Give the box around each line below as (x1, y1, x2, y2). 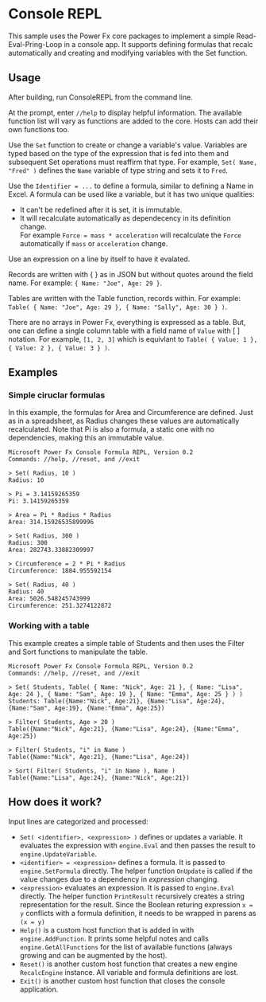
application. (19, 984, 59, 994)
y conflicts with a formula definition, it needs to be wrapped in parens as (19, 908, 256, 918)
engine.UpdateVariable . (19, 849, 98, 859)
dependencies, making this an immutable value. (8, 433, 164, 443)
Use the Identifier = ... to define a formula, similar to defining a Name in (8, 181, 254, 190)
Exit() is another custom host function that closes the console (19, 976, 226, 985)
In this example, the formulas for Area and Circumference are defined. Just (8, 408, 254, 417)
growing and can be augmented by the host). (19, 950, 168, 960)
